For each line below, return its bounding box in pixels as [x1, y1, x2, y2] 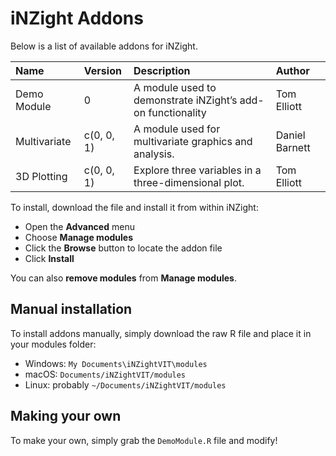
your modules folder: [10, 338, 97, 350]
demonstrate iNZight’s [133, 93, 238, 107]
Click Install [24, 252, 75, 264]
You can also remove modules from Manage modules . [10, 272, 237, 284]
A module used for [133, 122, 221, 136]
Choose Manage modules [24, 231, 133, 243]
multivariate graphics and [133, 134, 253, 148]
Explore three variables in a [133, 163, 262, 177]
